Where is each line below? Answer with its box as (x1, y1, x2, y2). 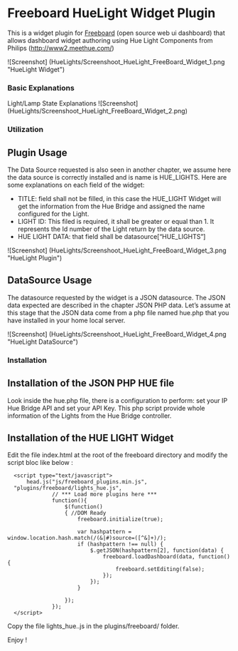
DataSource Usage (7, 275, 92, 287)
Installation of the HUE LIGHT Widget (7, 431, 174, 444)
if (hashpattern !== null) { (77, 540, 163, 548)
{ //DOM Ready (64, 510, 107, 517)
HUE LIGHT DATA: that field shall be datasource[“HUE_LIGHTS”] (17, 232, 206, 240)
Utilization (7, 125, 44, 135)
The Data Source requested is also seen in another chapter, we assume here (7, 165, 232, 174)
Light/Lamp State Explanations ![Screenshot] (7, 99, 139, 108)
